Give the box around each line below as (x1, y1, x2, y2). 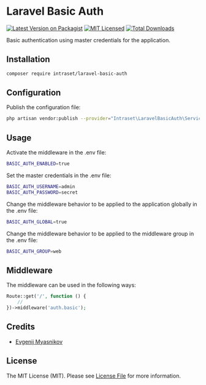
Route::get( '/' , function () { (6, 293, 86, 300)
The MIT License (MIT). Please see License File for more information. (6, 372, 181, 379)
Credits (6, 322, 36, 332)
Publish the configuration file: (6, 104, 81, 111)
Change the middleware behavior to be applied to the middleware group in (6, 230, 194, 237)
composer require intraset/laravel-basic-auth (6, 71, 128, 77)
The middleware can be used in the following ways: (6, 281, 136, 289)
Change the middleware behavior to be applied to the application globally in (6, 200, 197, 208)
